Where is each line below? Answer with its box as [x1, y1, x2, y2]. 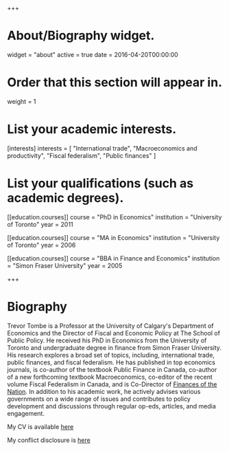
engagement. [7, 409, 45, 417]
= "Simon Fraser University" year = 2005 [7, 261, 123, 269]
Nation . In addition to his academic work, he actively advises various [7, 387, 201, 395]
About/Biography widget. [7, 28, 155, 43]
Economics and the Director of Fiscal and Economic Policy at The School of [7, 329, 221, 337]
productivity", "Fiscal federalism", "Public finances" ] [7, 151, 156, 159]
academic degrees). [7, 190, 124, 206]
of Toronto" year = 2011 [7, 220, 73, 228]
